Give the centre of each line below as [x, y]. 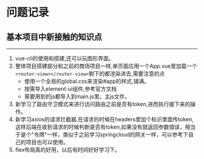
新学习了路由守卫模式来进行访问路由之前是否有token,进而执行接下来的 [103, 104]
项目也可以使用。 [47, 142]
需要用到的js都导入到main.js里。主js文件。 [77, 96]
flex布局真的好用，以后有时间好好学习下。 [67, 150]
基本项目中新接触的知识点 [54, 37]
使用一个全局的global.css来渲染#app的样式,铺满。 [87, 81]
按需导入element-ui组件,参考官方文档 [70, 89]
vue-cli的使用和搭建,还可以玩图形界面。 [64, 58]
